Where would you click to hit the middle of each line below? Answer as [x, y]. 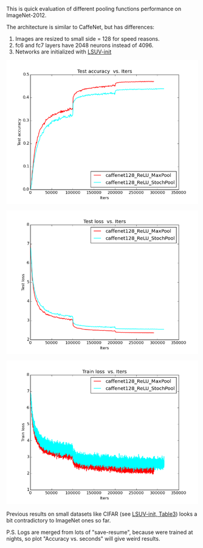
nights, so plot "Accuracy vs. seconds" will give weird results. [83, 539]
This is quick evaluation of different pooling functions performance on [94, 9]
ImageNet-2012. [26, 15]
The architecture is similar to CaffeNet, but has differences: [81, 27]
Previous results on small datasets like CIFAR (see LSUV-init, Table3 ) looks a [102, 514]
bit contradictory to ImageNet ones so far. [59, 520]
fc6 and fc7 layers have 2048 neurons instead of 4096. [84, 45]
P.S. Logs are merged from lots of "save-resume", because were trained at [100, 532]
